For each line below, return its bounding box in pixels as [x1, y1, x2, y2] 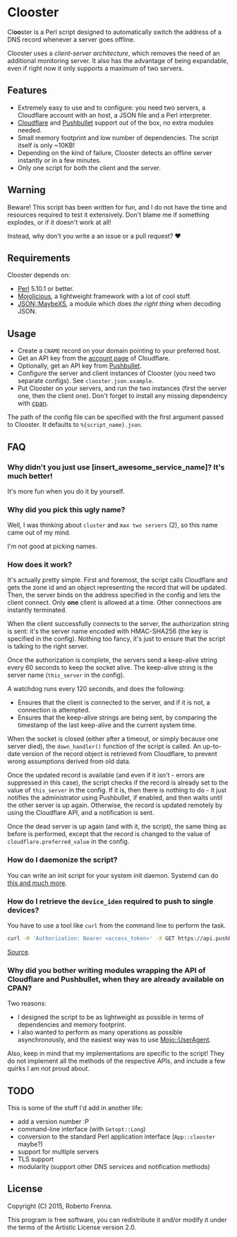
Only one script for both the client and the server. [17, 164, 161, 172]
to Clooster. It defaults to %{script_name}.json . [7, 421, 143, 429]
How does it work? [7, 560, 73, 570]
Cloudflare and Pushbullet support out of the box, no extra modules [17, 118, 214, 127]
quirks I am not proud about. [7, 1064, 90, 1073]
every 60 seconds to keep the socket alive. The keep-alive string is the [7, 663, 214, 672]
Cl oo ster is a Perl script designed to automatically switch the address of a [7, 28, 222, 36]
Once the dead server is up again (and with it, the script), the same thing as [7, 822, 227, 831]
